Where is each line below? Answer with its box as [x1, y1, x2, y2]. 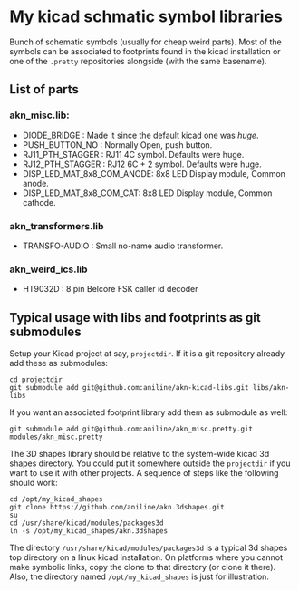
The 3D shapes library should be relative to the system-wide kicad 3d [9, 449, 270, 460]
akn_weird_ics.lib [9, 263, 88, 276]
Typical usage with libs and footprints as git [9, 310, 261, 325]
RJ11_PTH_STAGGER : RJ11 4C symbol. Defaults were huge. [22, 149, 245, 160]
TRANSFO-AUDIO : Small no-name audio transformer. [22, 240, 224, 251]
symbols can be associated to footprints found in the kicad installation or [9, 45, 281, 56]
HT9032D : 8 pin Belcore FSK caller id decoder [22, 284, 198, 295]
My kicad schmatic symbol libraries [9, 6, 284, 27]
